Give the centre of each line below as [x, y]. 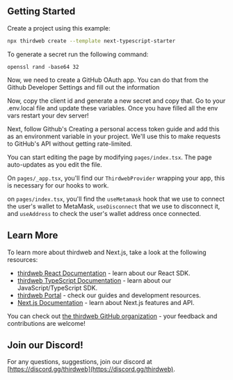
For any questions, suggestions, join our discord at [80, 362]
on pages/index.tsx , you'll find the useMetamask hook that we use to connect [116, 199]
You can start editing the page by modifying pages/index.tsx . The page [110, 157]
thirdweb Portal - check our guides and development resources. [109, 295]
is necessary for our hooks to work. [58, 185]
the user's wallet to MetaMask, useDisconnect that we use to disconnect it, [114, 206]
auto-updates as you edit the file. [55, 164]
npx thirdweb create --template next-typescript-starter [91, 41]
